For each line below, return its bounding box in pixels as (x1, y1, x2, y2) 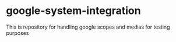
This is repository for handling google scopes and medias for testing (6, 23, 170, 30)
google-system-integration (6, 4, 141, 17)
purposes (6, 29, 29, 36)
